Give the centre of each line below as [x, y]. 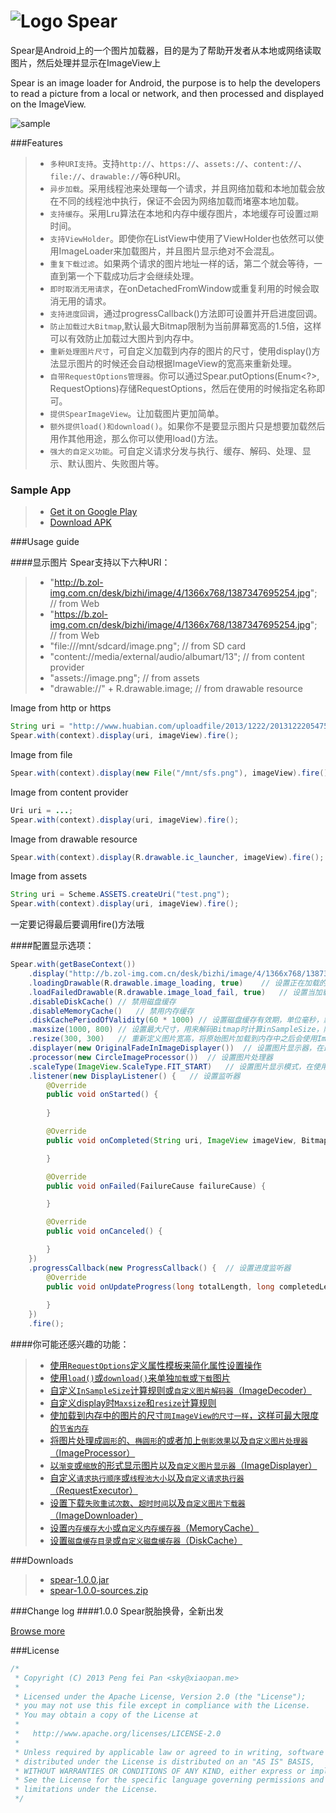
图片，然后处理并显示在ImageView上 [86, 62]
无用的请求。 [85, 301]
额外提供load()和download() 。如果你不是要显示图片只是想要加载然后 [187, 426]
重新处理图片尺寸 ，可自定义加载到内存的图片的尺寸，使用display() [180, 351]
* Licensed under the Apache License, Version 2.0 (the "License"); [160, 1696]
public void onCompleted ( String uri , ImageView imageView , [172, 1140]
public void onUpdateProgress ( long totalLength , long [160, 1286]
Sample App [41, 490]
